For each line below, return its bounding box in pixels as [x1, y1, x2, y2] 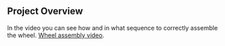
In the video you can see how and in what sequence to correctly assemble [7, 23, 218, 32]
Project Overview [7, 5, 83, 17]
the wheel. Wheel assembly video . [7, 31, 105, 39]
